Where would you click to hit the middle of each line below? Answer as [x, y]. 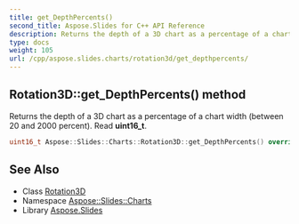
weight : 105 [31, 51]
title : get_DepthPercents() [61, 17]
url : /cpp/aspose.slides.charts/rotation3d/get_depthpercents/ [129, 59]
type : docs [29, 42]
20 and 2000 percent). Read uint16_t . [78, 125]
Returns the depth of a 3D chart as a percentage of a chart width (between [146, 116]
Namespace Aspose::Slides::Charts [87, 200]
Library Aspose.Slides [62, 210]
